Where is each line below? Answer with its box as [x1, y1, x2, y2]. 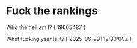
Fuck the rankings [6, 4, 98, 18]
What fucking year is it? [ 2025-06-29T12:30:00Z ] [6, 35, 132, 42]
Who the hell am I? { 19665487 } [6, 24, 86, 31]
